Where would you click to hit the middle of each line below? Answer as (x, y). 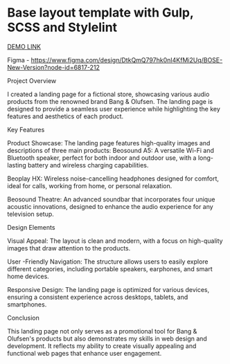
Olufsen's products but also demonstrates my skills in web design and (107, 338)
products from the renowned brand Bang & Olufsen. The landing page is (110, 101)
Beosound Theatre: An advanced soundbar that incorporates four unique (111, 199)
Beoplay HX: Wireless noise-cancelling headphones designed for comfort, (113, 179)
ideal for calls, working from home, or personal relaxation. (90, 185)
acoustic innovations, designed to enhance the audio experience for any (110, 206)
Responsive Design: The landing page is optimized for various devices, (108, 289)
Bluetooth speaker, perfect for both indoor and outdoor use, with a (102, 158)
